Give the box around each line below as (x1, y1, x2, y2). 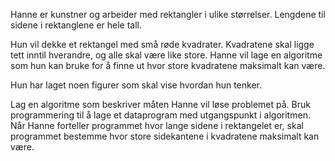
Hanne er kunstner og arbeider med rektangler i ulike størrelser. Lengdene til (10, 9, 326, 20)
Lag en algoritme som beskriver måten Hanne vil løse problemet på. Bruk (10, 99, 311, 110)
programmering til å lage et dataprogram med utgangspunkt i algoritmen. (10, 109, 311, 121)
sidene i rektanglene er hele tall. (10, 19, 143, 31)
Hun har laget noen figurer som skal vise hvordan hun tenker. (10, 79, 262, 91)
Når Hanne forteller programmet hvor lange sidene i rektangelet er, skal (10, 120, 304, 131)
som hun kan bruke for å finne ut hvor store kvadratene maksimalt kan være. (10, 60, 326, 71)
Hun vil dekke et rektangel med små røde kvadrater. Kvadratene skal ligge (10, 39, 315, 50)
